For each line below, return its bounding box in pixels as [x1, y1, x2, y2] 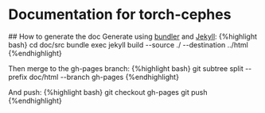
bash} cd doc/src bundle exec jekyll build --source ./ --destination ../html [8, 40, 248, 49]
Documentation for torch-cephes [8, 6, 232, 24]
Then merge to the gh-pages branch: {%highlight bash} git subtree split [8, 63, 244, 73]
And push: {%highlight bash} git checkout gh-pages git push [8, 87, 208, 96]
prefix [8, 72, 28, 81]
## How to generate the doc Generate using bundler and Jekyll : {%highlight [8, 32, 257, 41]
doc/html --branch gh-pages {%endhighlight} [29, 72, 179, 81]
